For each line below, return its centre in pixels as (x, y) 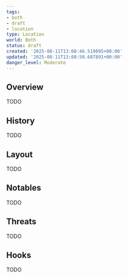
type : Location (25, 35)
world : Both (21, 40)
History (21, 121)
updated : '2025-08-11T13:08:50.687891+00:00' (64, 57)
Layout (20, 154)
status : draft (24, 46)
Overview (25, 87)
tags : (13, 12)
